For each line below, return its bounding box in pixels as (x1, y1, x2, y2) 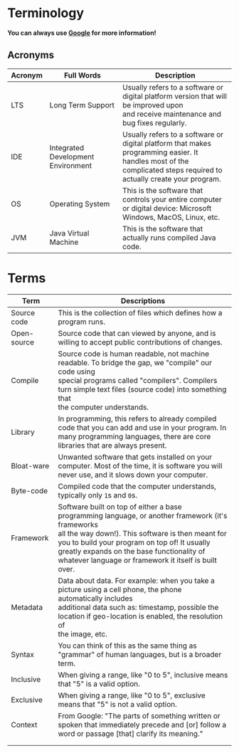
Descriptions (120, 295, 166, 305)
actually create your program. (122, 174, 222, 184)
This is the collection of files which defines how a (58, 307, 223, 317)
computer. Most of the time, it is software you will (58, 460, 223, 470)
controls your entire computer (122, 194, 222, 204)
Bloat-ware (11, 460, 50, 470)
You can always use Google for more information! (7, 28, 156, 37)
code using (58, 367, 95, 376)
